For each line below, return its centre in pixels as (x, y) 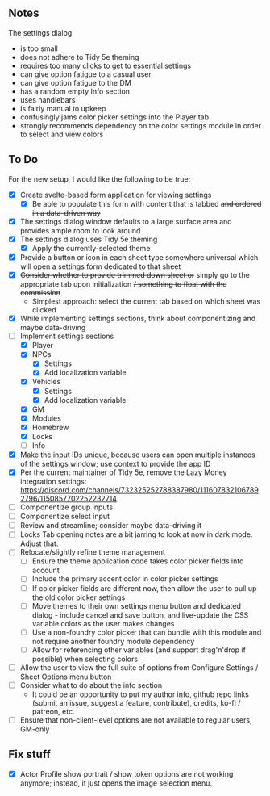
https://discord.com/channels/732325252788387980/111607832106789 (139, 490)
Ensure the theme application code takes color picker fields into (138, 561)
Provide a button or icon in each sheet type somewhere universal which (139, 257)
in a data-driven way (66, 212)
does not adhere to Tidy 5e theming (79, 57)
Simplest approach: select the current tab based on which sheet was (146, 301)
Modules (47, 418)
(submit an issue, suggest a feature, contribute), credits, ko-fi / (136, 702)
